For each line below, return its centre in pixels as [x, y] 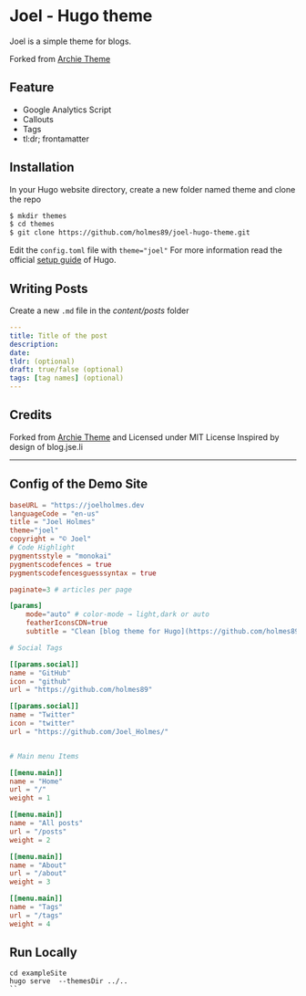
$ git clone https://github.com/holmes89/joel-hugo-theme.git [130, 233]
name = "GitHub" [40, 673]
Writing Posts [49, 288]
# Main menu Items [44, 756]
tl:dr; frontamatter [56, 139]
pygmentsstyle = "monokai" [61, 556]
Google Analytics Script [67, 110]
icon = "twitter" [42, 723]
